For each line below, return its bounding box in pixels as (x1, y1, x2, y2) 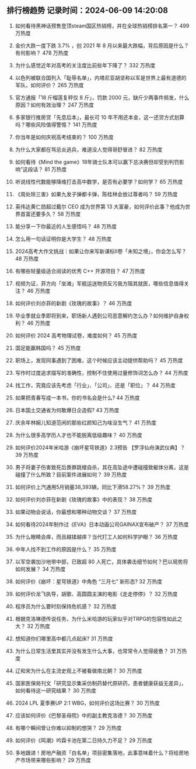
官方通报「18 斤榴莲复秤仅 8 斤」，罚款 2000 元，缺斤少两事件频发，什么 (15, 94, 190, 101)
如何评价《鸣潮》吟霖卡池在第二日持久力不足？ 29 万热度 (15, 737, 152, 744)
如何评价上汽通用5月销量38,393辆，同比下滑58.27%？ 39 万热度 (15, 483, 171, 490)
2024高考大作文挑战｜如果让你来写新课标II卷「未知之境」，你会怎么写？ (15, 248, 187, 255)
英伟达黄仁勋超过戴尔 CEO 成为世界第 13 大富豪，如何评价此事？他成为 (15, 203, 185, 210)
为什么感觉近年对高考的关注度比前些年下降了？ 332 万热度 (15, 61, 156, 69)
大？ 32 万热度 (15, 623, 50, 630)
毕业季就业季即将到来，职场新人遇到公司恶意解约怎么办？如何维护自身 (15, 312, 184, 319)
